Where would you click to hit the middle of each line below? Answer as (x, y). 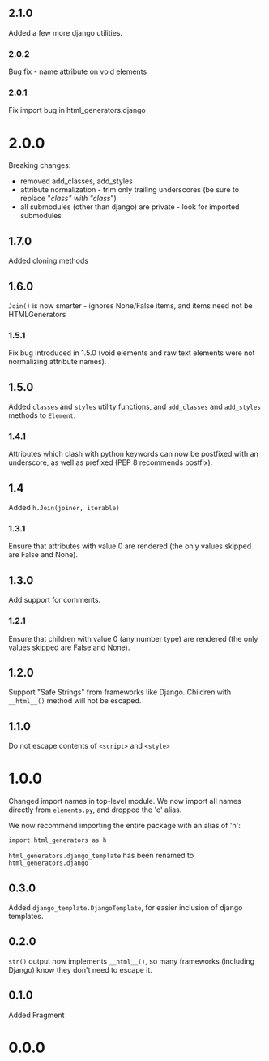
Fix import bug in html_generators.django (77, 110)
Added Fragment (36, 1015)
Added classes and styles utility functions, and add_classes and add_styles (135, 407)
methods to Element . (42, 415)
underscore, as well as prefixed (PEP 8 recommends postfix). (111, 462)
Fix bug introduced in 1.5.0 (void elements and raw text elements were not (132, 353)
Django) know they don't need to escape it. (80, 969)
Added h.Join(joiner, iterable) (64, 508)
